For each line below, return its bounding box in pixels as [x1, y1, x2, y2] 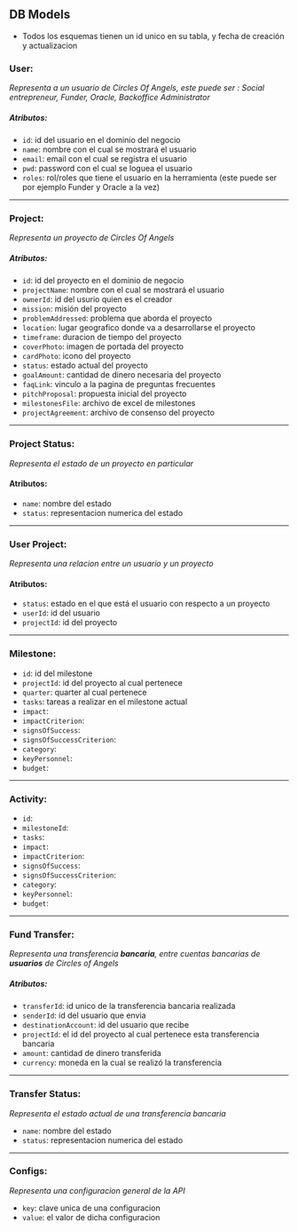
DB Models [9, 7, 71, 22]
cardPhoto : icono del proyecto [21, 351, 131, 361]
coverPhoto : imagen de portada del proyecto [21, 341, 184, 352]
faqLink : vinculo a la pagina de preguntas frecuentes [21, 379, 216, 390]
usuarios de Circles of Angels [9, 958, 119, 969]
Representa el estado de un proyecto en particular [9, 457, 193, 469]
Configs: [9, 1165, 48, 1178]
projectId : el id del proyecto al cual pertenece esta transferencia [21, 1029, 260, 1040]
